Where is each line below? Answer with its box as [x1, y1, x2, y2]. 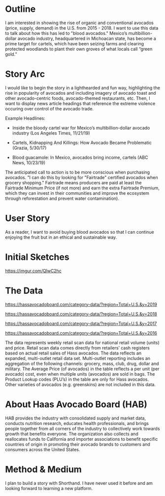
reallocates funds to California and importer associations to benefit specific [5, 436, 158, 442]
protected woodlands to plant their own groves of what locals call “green [5, 46, 153, 52]
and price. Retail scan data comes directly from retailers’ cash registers [5, 345, 150, 351]
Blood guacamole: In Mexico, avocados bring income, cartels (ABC [12, 154, 148, 160]
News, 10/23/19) [12, 159, 46, 166]
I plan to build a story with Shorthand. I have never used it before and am [5, 480, 153, 486]
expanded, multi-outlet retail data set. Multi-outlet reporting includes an [5, 355, 151, 361]
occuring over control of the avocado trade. [5, 106, 94, 111]
